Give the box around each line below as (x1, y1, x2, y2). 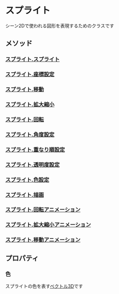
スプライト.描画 (5, 191, 44, 198)
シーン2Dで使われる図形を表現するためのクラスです (5, 23, 114, 29)
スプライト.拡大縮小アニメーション (5, 221, 91, 228)
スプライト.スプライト (5, 56, 60, 63)
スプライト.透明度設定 (5, 161, 60, 168)
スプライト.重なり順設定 (5, 146, 65, 153)
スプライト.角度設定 (5, 131, 55, 138)
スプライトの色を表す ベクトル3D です (5, 283, 83, 289)
